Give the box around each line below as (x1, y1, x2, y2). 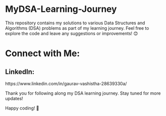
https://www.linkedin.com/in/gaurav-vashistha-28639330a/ (5, 80, 127, 86)
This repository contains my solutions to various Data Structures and (5, 20, 145, 26)
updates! (5, 95, 23, 101)
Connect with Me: (5, 48, 80, 59)
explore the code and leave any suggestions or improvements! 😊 (5, 30, 138, 36)
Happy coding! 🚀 (5, 105, 40, 111)
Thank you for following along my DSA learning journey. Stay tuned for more (5, 90, 161, 96)
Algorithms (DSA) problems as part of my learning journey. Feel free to (5, 25, 150, 31)
